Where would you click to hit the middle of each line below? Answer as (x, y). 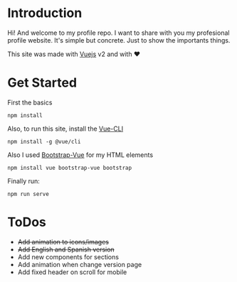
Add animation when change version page (80, 264)
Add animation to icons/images (63, 242)
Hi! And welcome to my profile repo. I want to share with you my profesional (118, 33)
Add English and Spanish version (66, 249)
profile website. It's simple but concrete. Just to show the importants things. (119, 40)
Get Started (42, 83)
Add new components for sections (68, 256)
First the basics (30, 102)
